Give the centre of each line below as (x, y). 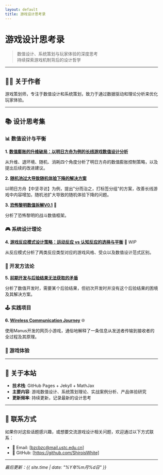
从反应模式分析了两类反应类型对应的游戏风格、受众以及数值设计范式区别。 (79, 253)
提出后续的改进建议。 (26, 168)
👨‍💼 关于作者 (23, 81)
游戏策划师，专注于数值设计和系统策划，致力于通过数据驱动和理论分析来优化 (81, 94)
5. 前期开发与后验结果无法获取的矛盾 (41, 278)
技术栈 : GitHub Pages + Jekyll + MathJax (53, 385)
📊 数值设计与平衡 (25, 138)
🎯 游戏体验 (17, 350)
